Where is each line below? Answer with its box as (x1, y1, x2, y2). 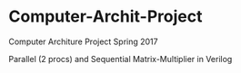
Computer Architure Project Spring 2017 (8, 36, 158, 47)
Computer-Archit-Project (8, 6, 203, 27)
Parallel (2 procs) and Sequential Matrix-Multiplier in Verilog (8, 53, 233, 64)
